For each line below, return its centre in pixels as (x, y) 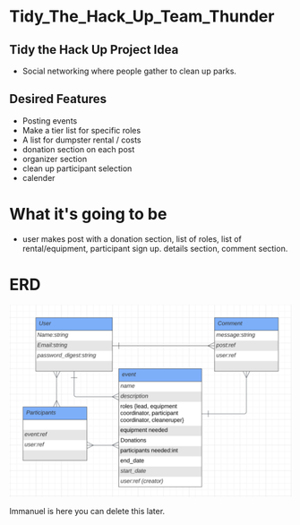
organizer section (55, 159)
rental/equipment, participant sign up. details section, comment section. (155, 248)
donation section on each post (78, 149)
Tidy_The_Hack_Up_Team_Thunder (142, 17)
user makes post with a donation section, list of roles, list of (132, 238)
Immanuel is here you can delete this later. (87, 512)
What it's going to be (88, 214)
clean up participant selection (77, 168)
